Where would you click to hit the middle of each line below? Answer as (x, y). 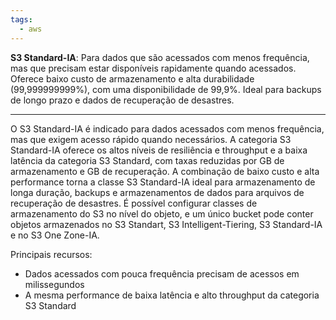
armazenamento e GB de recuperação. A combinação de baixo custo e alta (165, 171)
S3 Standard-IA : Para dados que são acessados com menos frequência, (160, 57)
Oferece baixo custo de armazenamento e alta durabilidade (132, 78)
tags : (21, 19)
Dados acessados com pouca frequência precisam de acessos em (162, 273)
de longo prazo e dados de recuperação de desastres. (122, 100)
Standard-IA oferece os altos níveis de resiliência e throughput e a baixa (159, 150)
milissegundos (54, 284)
